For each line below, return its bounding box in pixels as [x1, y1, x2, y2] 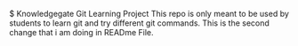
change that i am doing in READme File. [9, 27, 154, 37]
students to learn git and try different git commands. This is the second [9, 18, 270, 28]
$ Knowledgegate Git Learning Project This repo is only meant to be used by [9, 9, 289, 19]
